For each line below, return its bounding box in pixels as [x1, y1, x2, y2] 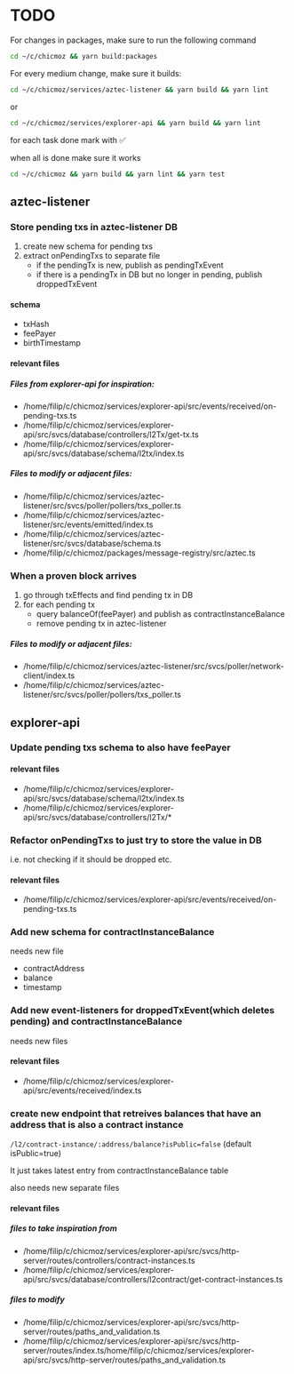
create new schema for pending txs [22, 241, 154, 252]
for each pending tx [22, 599, 96, 610]
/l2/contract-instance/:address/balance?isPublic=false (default [10, 1138, 252, 1149]
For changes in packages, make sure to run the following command [10, 35, 257, 45]
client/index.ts [22, 670, 75, 681]
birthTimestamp [22, 338, 81, 348]
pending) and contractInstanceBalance [10, 1015, 183, 1027]
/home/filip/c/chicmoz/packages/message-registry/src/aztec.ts [22, 547, 256, 558]
